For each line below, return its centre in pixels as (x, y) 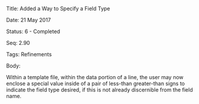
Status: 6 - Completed (33, 31)
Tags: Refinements (29, 54)
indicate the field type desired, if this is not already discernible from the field (99, 90)
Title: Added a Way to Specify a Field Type (58, 9)
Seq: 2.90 (18, 43)
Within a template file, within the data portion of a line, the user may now (95, 77)
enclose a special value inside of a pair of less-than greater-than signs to (96, 83)
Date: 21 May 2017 (29, 20)
